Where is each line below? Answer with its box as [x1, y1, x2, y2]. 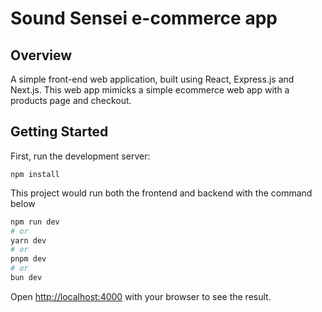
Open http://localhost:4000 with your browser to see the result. [10, 290, 272, 302]
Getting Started [10, 123, 109, 141]
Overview [10, 47, 73, 64]
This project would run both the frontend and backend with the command [10, 187, 313, 199]
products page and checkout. [10, 95, 132, 106]
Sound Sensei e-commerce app [10, 7, 278, 30]
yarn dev [10, 235, 47, 246]
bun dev [10, 273, 43, 283]
